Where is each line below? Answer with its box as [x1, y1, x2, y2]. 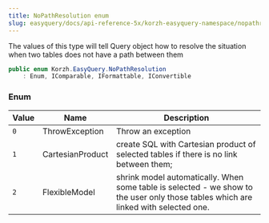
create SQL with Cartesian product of [115, 138, 256, 149]
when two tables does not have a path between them [8, 50, 184, 59]
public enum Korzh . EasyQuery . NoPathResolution [8, 65, 167, 73]
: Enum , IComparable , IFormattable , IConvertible [22, 73, 192, 81]
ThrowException [42, 125, 104, 137]
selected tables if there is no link [115, 149, 238, 160]
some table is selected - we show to [115, 181, 254, 193]
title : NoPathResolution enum [8, 11, 110, 20]
